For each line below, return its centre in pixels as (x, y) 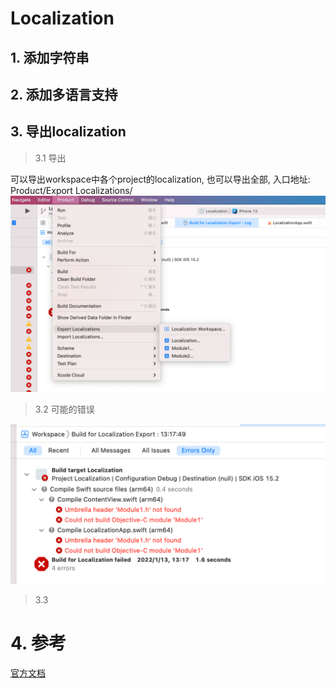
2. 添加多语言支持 (64, 94)
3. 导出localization (68, 132)
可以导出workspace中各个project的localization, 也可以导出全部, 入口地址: (160, 179)
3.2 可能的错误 (64, 409)
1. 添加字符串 (50, 57)
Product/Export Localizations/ (71, 190)
